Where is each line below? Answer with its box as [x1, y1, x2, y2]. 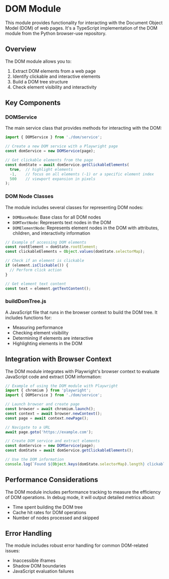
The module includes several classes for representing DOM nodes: [5, 204, 143, 210]
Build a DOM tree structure [12, 78, 68, 84]
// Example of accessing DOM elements [5, 240, 87, 245]
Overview [5, 45, 37, 53]
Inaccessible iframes [12, 557, 56, 563]
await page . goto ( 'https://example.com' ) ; [5, 429, 94, 435]
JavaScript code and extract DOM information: [5, 373, 102, 379]
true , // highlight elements [10, 167, 73, 172]
